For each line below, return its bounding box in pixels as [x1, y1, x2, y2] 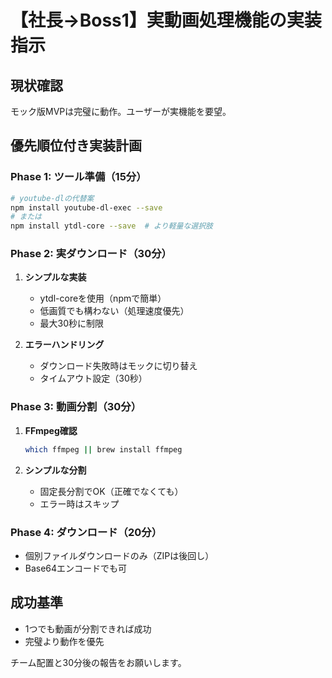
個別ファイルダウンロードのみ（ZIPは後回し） [24, 549, 215, 561]
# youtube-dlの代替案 [10, 193, 95, 203]
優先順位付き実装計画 [10, 137, 142, 155]
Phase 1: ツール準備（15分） [10, 170, 147, 184]
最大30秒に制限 [39, 317, 105, 330]
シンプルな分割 [24, 464, 87, 476]
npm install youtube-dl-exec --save [10, 202, 163, 213]
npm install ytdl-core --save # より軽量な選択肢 [10, 221, 214, 231]
